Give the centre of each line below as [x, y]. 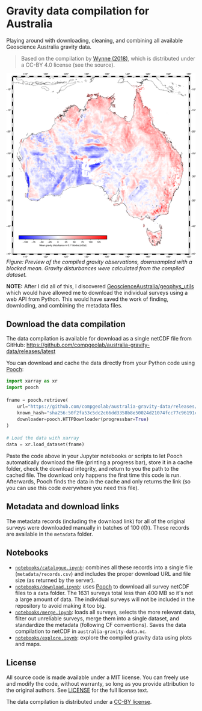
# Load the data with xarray [43, 438]
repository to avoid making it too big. [60, 605]
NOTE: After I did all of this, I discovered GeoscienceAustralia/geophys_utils [100, 286]
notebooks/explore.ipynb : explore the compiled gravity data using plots [103, 637]
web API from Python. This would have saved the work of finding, [87, 299]
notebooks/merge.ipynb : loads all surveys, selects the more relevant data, [105, 612]
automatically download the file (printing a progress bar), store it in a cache [99, 462]
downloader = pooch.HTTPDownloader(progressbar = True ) [83, 419]
